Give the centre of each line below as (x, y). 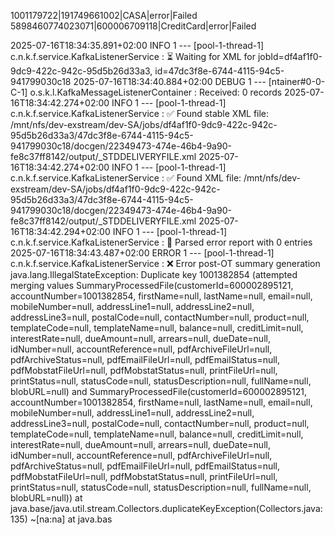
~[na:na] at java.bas (71, 519)
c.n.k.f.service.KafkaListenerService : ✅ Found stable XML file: (140, 113)
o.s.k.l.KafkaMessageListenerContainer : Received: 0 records (156, 92)
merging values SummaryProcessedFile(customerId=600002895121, (152, 285)
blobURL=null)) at (46, 498)
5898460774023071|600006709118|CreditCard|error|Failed (133, 26)
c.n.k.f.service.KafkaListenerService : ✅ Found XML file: (126, 178)
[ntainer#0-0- (297, 81)
